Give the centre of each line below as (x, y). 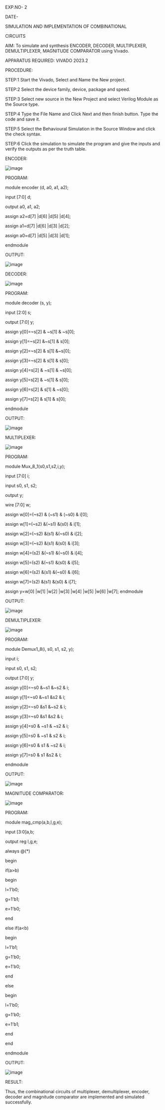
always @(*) (18, 851)
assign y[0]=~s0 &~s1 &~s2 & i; (37, 688)
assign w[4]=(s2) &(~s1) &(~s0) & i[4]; (44, 553)
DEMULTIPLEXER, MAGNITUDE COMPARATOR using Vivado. (67, 51)
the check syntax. (23, 134)
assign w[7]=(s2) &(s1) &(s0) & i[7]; (41, 582)
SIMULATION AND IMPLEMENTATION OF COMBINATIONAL (66, 26)
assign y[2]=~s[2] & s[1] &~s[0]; (38, 351)
